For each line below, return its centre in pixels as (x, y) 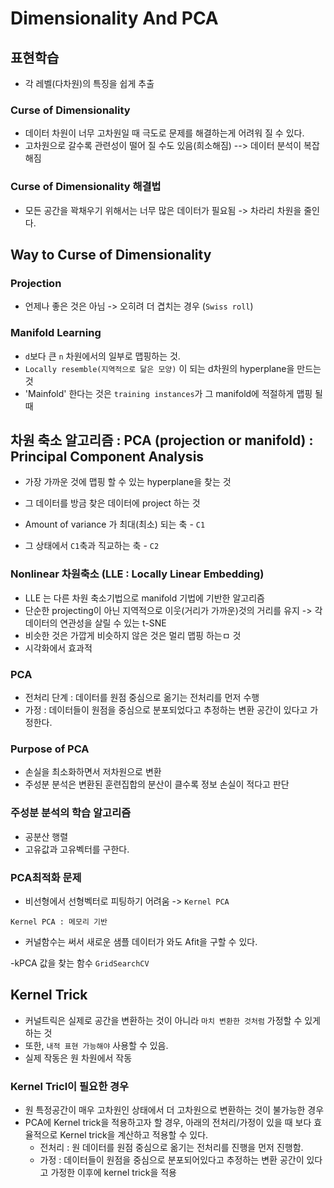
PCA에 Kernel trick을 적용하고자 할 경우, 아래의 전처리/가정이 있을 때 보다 (168, 1122)
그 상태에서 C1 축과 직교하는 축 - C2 (92, 546)
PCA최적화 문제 (46, 877)
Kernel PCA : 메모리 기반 (59, 922)
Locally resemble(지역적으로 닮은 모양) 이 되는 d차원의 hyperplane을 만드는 (173, 368)
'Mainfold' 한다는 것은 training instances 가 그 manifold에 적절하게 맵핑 (168, 393)
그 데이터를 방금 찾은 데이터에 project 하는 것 (112, 503)
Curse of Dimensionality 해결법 (86, 187)
